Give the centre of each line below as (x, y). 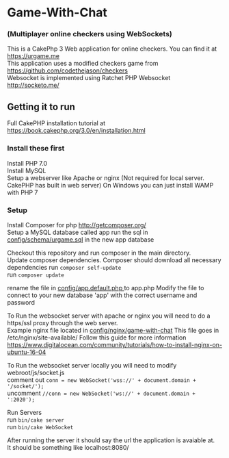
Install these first (36, 149)
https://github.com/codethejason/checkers (68, 71)
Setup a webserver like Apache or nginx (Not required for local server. (106, 178)
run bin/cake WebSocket (40, 427)
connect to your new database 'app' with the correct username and (102, 295)
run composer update (36, 275)
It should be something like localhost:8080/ (68, 447)
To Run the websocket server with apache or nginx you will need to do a (109, 316)
